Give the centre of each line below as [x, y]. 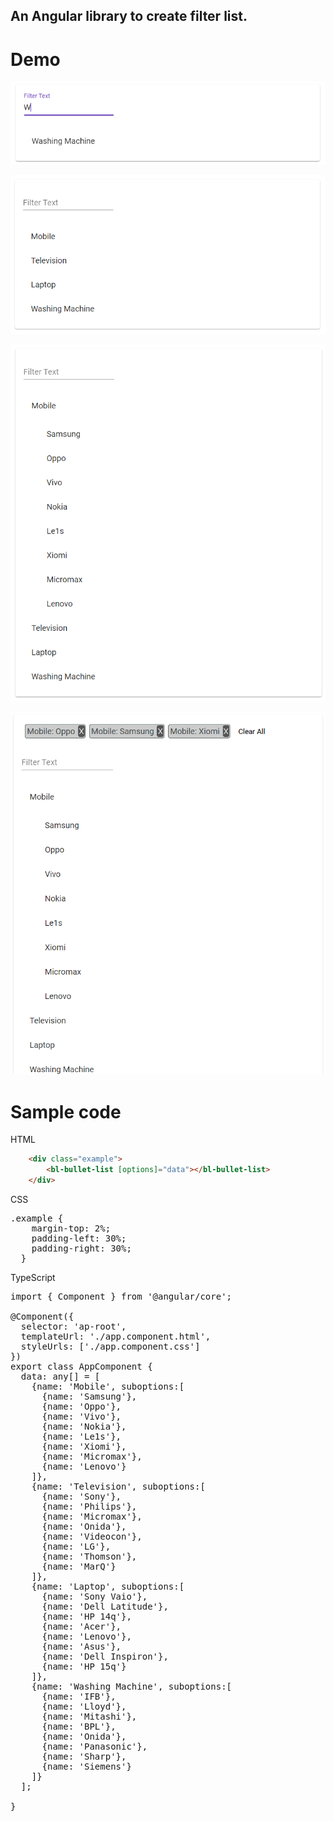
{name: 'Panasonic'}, [94, 1746]
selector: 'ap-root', [73, 1326]
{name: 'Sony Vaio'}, [94, 1596]
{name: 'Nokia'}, [84, 1426]
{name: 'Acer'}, [81, 1626]
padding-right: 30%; [81, 1248]
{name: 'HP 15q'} [84, 1666]
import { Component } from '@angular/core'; [121, 1296]
